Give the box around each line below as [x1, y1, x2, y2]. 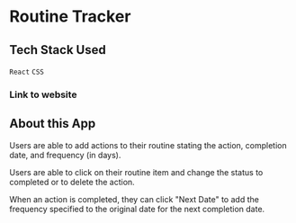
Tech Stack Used [9, 42, 106, 58]
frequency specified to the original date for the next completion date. [9, 203, 265, 214]
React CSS [9, 67, 45, 76]
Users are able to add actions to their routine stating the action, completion [9, 139, 287, 150]
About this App [9, 116, 96, 131]
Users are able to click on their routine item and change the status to [9, 166, 264, 177]
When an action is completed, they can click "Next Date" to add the [9, 193, 259, 204]
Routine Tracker [9, 6, 131, 27]
